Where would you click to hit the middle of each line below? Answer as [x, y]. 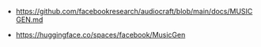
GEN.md [29, 20]
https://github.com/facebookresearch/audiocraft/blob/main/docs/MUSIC [134, 11]
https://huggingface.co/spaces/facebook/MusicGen [100, 35]
